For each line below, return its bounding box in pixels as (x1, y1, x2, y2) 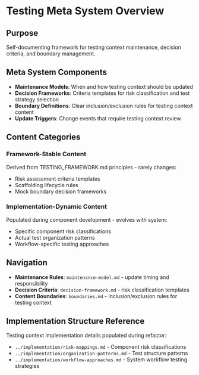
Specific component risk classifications (14, 228, 112, 235)
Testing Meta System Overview (6, 4, 165, 18)
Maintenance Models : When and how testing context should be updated (14, 83, 194, 90)
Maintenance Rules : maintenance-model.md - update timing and (14, 273, 169, 281)
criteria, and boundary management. (6, 50, 96, 57)
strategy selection (14, 95, 59, 103)
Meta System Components (6, 67, 107, 78)
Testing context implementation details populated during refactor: (6, 332, 167, 339)
